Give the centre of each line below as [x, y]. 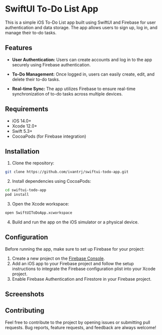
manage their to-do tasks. [31, 32]
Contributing [25, 311]
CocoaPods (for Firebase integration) [49, 136]
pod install [17, 195]
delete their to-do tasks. [36, 79]
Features [19, 48]
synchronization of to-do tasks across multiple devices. [67, 94]
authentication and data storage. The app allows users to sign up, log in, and [81, 27]
